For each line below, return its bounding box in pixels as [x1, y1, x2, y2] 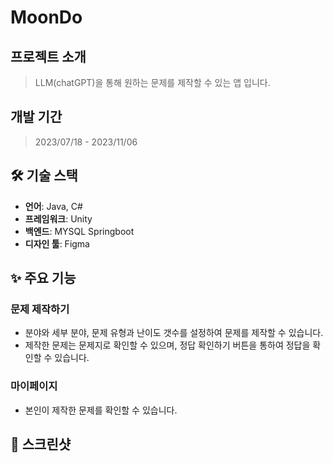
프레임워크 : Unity [24, 212, 93, 225]
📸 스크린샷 [10, 436, 72, 453]
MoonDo [10, 6, 83, 29]
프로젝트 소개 [10, 48, 87, 65]
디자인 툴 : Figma [24, 237, 90, 250]
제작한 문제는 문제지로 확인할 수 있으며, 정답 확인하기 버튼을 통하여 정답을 [24, 339, 311, 351]
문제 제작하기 [10, 302, 70, 316]
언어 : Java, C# [24, 200, 83, 212]
